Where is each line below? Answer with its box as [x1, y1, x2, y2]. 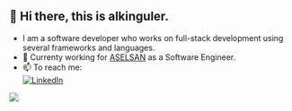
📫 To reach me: [22, 62, 83, 73]
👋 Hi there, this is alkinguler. [9, 9, 169, 24]
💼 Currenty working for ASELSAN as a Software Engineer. [22, 51, 236, 63]
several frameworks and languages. [22, 42, 155, 53]
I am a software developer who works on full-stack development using [22, 32, 284, 43]
